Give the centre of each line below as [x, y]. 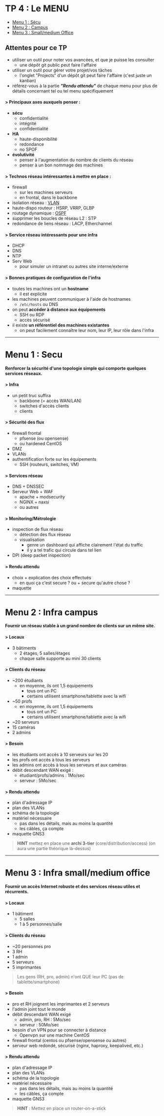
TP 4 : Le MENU [37, 9]
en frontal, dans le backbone [48, 198]
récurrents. [17, 892]
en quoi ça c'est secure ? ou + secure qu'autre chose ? [75, 583]
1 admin [20, 957]
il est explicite [33, 294]
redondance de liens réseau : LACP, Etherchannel [62, 224]
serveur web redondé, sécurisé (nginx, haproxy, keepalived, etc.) [78, 1045]
